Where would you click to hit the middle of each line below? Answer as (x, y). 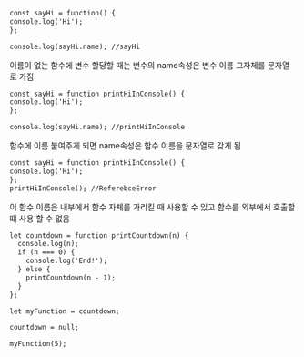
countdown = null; (44, 328)
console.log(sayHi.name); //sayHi (75, 46)
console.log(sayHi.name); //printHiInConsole (97, 127)
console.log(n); (48, 244)
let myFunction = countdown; (65, 311)
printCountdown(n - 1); (71, 278)
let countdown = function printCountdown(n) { (99, 235)
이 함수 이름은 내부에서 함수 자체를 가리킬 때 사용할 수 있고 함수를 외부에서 (140, 207)
